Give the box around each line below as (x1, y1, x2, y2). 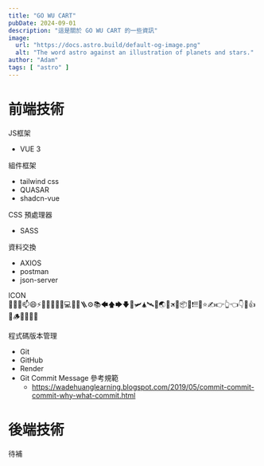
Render (19, 363, 45, 373)
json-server (19, 275, 58, 284)
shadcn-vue (19, 193, 60, 203)
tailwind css (19, 176, 60, 186)
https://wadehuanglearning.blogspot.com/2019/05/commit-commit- (31, 382, 254, 391)
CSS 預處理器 (8, 210, 53, 219)
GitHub (19, 355, 44, 365)
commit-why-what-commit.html (31, 390, 136, 400)
